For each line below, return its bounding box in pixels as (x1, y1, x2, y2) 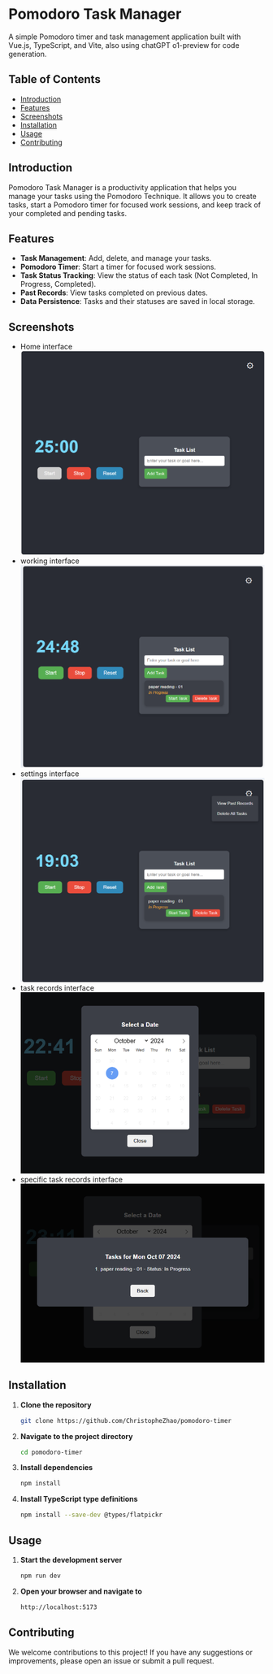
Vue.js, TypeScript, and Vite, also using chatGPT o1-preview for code (8, 40, 240, 50)
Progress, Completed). (19, 280, 97, 289)
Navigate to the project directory (19, 1431, 133, 1441)
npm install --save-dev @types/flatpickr (19, 1511, 163, 1520)
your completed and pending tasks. (8, 208, 128, 218)
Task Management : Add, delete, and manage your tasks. (19, 254, 212, 263)
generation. (8, 49, 47, 59)
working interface (19, 556, 80, 566)
